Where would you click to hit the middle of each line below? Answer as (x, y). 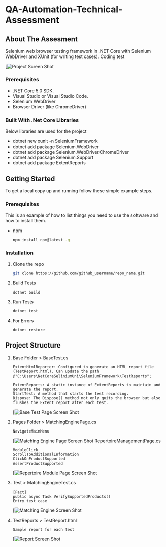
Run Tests (23, 302)
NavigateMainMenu (31, 431)
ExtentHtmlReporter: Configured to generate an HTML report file (83, 367)
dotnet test (25, 311)
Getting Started (30, 178)
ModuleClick (25, 450)
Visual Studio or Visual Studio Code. (50, 96)
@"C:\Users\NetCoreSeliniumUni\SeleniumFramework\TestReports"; (82, 376)
